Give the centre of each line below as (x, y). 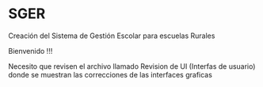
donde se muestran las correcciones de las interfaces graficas (110, 74)
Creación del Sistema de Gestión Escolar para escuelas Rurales (112, 36)
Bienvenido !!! (30, 51)
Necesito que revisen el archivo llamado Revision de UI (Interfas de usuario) (132, 66)
